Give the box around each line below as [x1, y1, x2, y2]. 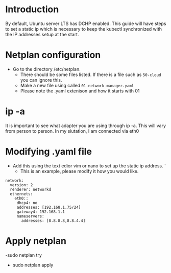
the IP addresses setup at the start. [5, 31, 79, 37]
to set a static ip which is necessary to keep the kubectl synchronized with [5, 26, 162, 32]
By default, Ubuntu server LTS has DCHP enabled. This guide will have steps [5, 20, 166, 27]
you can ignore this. [20, 77, 62, 83]
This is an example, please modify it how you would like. [20, 168, 139, 174]
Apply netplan [5, 235, 66, 246]
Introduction [5, 4, 59, 15]
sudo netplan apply [12, 262, 54, 268]
